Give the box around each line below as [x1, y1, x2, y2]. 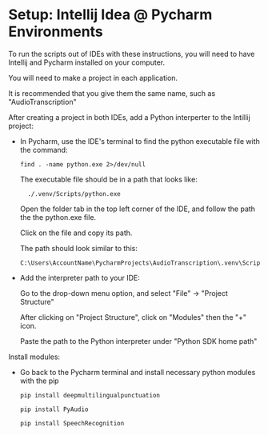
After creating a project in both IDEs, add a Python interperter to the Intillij [8, 112, 250, 122]
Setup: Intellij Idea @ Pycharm [8, 6, 213, 24]
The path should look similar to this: [19, 243, 138, 253]
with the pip [19, 376, 59, 385]
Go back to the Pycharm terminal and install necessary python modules [19, 367, 256, 377]
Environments [8, 22, 104, 41]
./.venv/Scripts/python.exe [27, 190, 122, 198]
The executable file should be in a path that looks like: [19, 174, 198, 184]
